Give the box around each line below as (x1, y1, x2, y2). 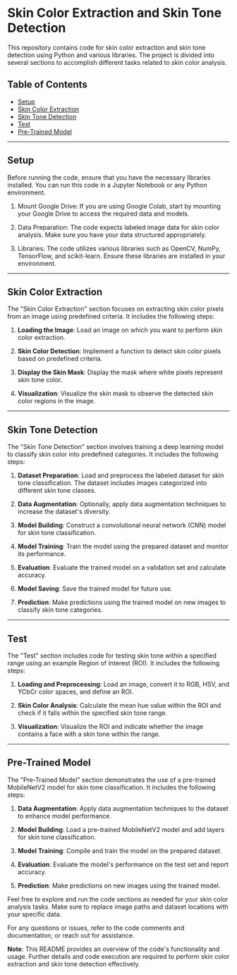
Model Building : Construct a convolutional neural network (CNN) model (17, 521, 226, 529)
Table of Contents (7, 79, 88, 91)
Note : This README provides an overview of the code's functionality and (7, 945, 220, 953)
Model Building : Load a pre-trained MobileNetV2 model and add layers (17, 825, 224, 833)
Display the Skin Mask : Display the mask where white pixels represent (17, 368, 224, 376)
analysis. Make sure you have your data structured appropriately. (17, 231, 207, 239)
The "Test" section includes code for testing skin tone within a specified (7, 651, 217, 660)
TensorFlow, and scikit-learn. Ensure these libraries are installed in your (17, 252, 226, 260)
